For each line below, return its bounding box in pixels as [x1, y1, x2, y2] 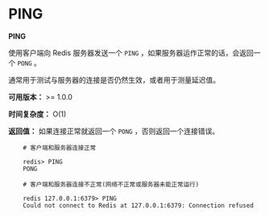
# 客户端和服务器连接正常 [23, 144, 97, 152]
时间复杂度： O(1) [8, 109, 67, 119]
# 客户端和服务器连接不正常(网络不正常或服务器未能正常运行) [23, 180, 200, 189]
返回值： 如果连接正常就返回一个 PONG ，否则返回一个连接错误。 [8, 126, 220, 136]
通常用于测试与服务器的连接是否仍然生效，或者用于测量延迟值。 [8, 75, 220, 84]
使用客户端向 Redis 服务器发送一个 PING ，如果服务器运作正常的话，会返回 [8, 47, 254, 57]
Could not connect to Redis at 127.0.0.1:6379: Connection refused [23, 202, 254, 210]
